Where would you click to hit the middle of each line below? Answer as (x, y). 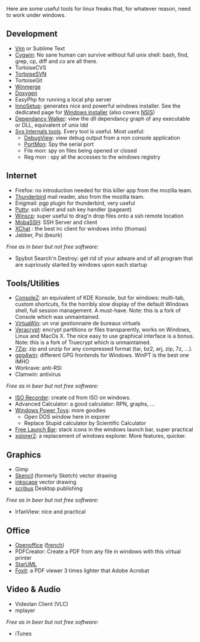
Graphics (24, 455)
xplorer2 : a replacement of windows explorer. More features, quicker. (101, 436)
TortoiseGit (29, 80)
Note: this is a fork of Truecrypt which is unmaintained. (83, 342)
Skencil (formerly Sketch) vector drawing (66, 476)
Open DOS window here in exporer (67, 417)
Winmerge (28, 86)
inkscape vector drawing (46, 482)
